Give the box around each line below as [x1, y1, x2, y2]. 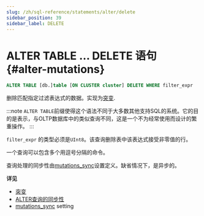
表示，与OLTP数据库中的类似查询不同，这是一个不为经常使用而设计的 [17, 115, 192, 123]
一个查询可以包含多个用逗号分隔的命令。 [6, 148, 108, 156]
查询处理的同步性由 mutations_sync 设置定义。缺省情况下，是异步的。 [6, 162, 180, 169]
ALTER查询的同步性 [15, 196, 64, 203]
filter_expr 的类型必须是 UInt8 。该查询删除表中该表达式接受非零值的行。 [6, 136, 192, 143]
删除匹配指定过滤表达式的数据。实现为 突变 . [6, 94, 116, 102]
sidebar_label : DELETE [6, 20, 64, 26]
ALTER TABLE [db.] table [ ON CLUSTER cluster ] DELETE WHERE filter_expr [6, 82, 193, 89]
